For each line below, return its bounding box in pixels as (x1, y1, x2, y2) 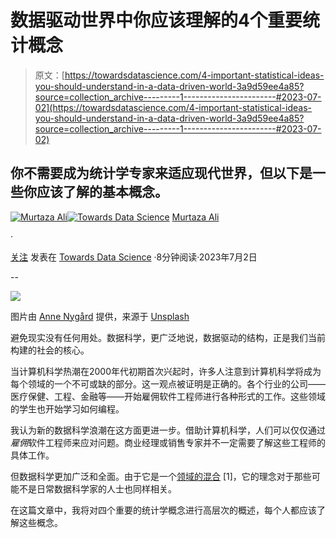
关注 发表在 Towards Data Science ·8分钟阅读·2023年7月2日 (10, 251, 258, 263)
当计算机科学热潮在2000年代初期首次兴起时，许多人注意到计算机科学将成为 (10, 365, 322, 377)
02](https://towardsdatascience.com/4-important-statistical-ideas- (34, 101, 312, 113)
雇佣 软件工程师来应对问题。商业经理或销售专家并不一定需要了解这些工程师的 (10, 436, 326, 448)
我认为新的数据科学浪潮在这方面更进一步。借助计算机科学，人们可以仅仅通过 (10, 424, 326, 436)
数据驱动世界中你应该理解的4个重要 (10, 9, 303, 32)
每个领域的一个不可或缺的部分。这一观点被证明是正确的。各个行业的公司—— (10, 377, 326, 390)
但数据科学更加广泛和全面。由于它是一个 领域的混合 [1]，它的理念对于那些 (10, 470, 312, 482)
